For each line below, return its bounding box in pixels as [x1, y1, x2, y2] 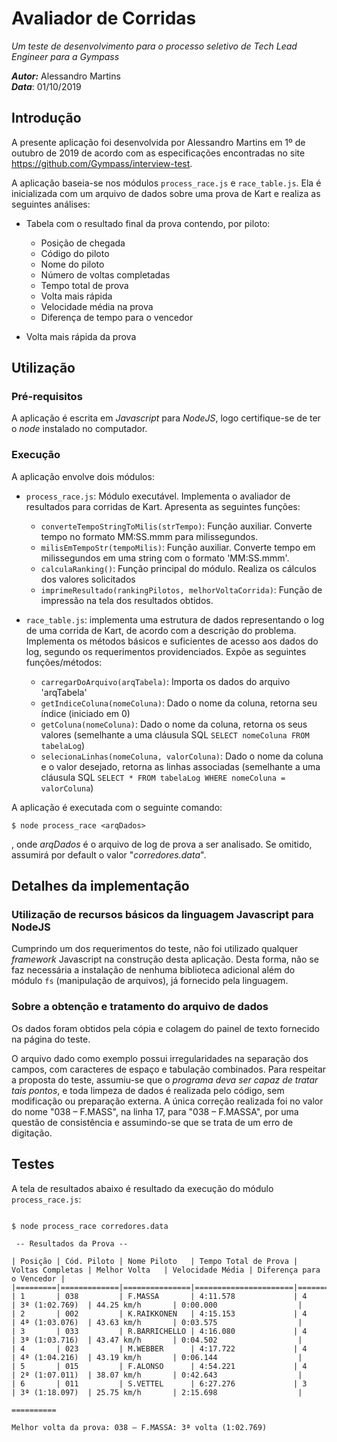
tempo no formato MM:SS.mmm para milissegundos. [40, 530, 259, 542]
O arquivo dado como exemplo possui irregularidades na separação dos [11, 1052, 309, 1064]
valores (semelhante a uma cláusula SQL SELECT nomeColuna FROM [40, 728, 310, 741]
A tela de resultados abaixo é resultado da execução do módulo [11, 1182, 274, 1194]
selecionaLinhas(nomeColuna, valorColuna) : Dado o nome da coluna [40, 750, 324, 762]
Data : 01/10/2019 [11, 80, 82, 92]
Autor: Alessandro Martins [11, 70, 121, 82]
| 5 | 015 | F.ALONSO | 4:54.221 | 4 [11, 1361, 308, 1371]
